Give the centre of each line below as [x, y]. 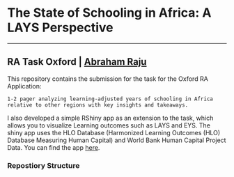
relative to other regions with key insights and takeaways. [98, 105]
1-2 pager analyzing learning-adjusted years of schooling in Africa [110, 99]
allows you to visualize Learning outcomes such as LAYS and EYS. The [109, 125]
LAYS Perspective [60, 28]
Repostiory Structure [44, 165]
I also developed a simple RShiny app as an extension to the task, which [110, 118]
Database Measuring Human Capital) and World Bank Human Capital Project [117, 140]
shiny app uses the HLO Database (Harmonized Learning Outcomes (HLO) [114, 132]
